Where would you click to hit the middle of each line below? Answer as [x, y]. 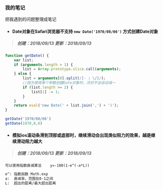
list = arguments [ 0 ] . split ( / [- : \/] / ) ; [64, 78]
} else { [23, 74]
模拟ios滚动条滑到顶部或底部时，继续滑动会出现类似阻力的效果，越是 [81, 135]
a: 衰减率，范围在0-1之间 [29, 179]
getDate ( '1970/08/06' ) [28, 119]
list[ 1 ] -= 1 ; [45, 92]
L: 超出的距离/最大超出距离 [31, 183]
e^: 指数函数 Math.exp [27, 174]
